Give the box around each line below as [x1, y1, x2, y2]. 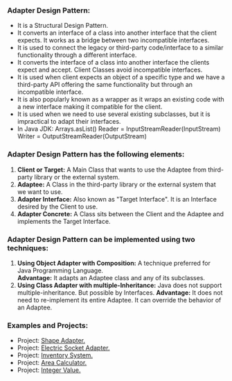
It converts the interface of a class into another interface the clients [17, 58, 210, 67]
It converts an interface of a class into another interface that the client [17, 29, 217, 37]
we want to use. [17, 187, 63, 196]
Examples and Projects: [7, 321, 89, 330]
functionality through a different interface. [17, 51, 137, 59]
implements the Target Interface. [17, 217, 111, 225]
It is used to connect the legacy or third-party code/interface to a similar [17, 44, 224, 52]
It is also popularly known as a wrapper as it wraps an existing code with [17, 95, 225, 104]
